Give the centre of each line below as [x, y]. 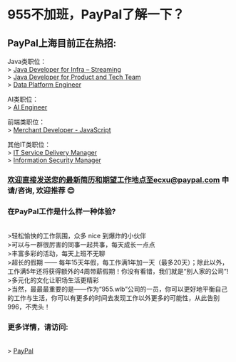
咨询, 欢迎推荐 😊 [46, 191]
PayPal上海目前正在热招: [62, 43]
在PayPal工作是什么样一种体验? [62, 211]
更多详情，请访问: [38, 327]
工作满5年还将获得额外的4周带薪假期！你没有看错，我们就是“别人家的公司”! [118, 272]
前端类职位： [26, 122]
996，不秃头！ [29, 307]
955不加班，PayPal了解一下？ [96, 15]
